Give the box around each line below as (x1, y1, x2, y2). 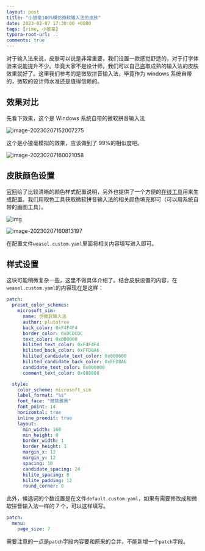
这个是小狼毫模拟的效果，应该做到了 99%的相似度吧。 (6, 139, 143, 146)
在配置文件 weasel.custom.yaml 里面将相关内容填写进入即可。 (6, 240, 157, 247)
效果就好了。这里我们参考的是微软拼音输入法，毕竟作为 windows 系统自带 (6, 70, 192, 77)
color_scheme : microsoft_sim (17, 386, 92, 393)
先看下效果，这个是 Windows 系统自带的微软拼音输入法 (6, 114, 145, 122)
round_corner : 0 (22, 483, 64, 489)
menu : (12, 521, 26, 527)
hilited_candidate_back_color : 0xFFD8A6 (22, 359, 127, 365)
